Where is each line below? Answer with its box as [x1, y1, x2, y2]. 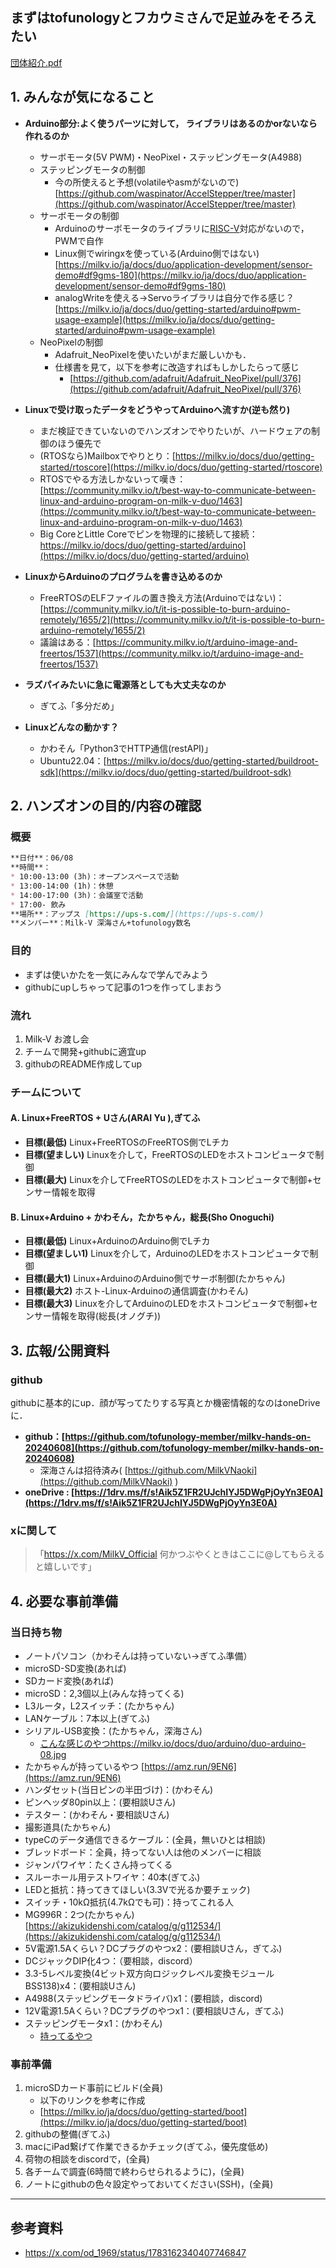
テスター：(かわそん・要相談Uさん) [24, 1808, 170, 1820]
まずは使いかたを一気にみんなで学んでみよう [24, 968, 210, 980]
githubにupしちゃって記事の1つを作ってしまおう [24, 981, 223, 993]
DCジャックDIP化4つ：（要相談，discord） [24, 1954, 198, 1967]
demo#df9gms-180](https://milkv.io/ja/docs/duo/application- [54, 269, 307, 281]
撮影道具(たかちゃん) [24, 1821, 112, 1833]
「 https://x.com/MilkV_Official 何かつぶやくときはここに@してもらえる [34, 1548, 325, 1560]
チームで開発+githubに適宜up [24, 1045, 147, 1057]
